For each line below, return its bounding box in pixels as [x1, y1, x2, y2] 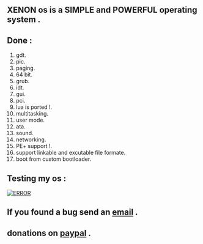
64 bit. [15, 71, 33, 78]
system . [7, 15, 41, 25]
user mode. [15, 116, 45, 124]
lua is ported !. [15, 103, 53, 111]
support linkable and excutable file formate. [15, 149, 126, 157]
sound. [15, 130, 34, 137]
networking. [15, 136, 46, 143]
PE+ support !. [15, 142, 53, 150]
